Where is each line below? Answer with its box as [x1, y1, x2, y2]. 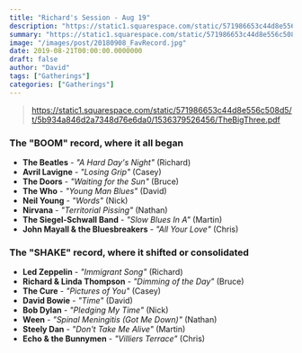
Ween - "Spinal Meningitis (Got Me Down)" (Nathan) [22, 314, 218, 325]
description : [9, 22, 58, 31]
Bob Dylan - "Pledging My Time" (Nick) [22, 304, 169, 315]
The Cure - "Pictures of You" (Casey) [22, 286, 162, 296]
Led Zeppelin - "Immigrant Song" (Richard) [22, 267, 183, 278]
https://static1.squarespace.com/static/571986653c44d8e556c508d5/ [31, 104, 292, 115]
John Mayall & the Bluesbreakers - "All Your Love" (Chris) [22, 224, 239, 234]
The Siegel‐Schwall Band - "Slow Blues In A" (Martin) [22, 214, 223, 225]
